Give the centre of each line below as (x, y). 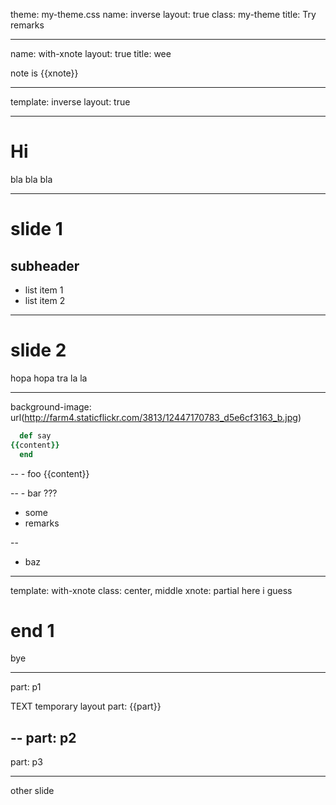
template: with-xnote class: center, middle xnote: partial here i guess (151, 590)
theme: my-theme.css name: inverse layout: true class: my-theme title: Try (163, 14)
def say (35, 435)
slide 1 (36, 229)
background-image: (51, 406)
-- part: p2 (43, 737)
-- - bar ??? (34, 493)
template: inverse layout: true (70, 102)
